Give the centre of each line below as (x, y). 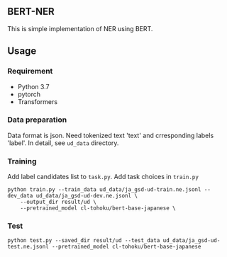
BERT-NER (31, 12)
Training (22, 161)
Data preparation (37, 120)
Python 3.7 (33, 86)
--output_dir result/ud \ (59, 202)
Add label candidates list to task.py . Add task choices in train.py (103, 177)
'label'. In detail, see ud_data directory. (63, 143)
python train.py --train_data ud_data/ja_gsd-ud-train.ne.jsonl (104, 190)
